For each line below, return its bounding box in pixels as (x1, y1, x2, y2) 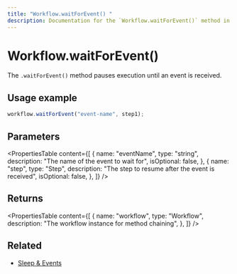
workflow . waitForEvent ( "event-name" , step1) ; (7, 111, 144, 118)
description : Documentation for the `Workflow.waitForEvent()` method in (7, 17, 231, 24)
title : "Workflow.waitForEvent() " (7, 10, 113, 18)
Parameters (7, 130, 60, 142)
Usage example (7, 92, 78, 104)
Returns (7, 193, 44, 205)
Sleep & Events (17, 258, 62, 267)
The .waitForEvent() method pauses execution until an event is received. (7, 71, 222, 80)
